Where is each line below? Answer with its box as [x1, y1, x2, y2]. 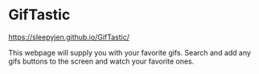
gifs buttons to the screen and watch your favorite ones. [8, 56, 195, 66]
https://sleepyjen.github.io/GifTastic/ [8, 32, 130, 42]
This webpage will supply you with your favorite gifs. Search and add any [8, 47, 252, 57]
